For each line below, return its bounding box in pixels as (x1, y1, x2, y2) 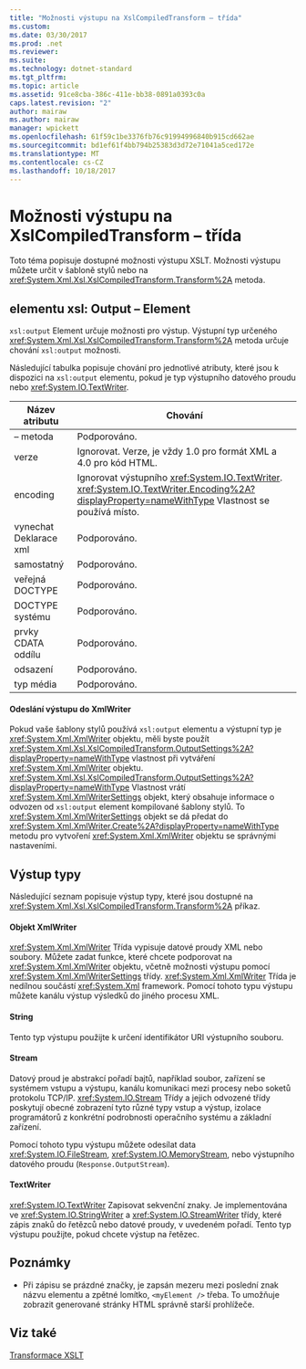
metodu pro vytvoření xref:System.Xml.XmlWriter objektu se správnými (9, 830, 276, 841)
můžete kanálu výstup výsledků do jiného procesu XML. (9, 990, 220, 1001)
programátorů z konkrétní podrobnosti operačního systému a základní (9, 1111, 271, 1122)
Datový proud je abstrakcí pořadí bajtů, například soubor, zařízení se (9, 1072, 266, 1083)
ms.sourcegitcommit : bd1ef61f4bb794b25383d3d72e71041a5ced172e (9, 141, 255, 150)
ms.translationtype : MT (9, 149, 100, 158)
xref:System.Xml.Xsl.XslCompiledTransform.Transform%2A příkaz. (9, 900, 261, 911)
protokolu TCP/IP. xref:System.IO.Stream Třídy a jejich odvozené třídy (9, 1092, 270, 1103)
